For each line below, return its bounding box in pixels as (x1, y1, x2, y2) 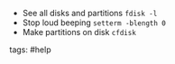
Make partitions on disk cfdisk (22, 27, 137, 37)
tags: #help (9, 44, 51, 55)
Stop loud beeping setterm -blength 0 (22, 17, 167, 28)
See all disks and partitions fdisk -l (22, 8, 158, 18)
